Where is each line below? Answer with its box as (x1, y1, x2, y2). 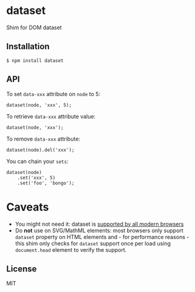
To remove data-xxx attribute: (6, 135, 81, 142)
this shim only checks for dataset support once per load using (15, 240, 171, 247)
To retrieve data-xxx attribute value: (6, 113, 96, 120)
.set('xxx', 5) (17, 175, 56, 181)
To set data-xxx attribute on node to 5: (6, 90, 101, 97)
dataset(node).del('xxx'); (6, 147, 75, 153)
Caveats (6, 200, 49, 214)
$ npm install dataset (6, 57, 64, 64)
